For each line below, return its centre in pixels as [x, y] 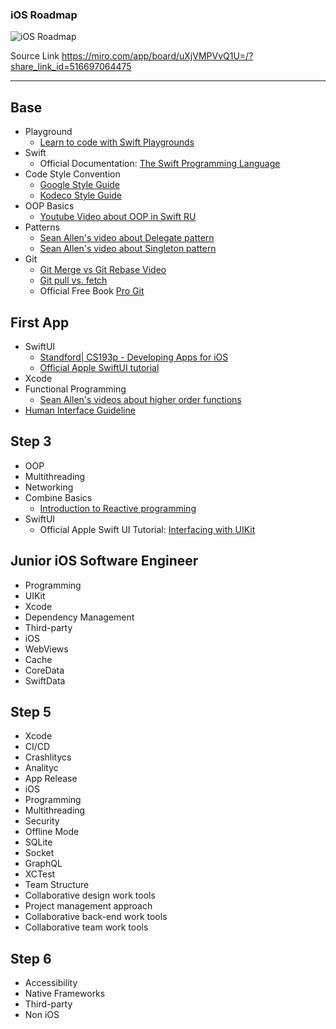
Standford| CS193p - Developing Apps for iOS [134, 357]
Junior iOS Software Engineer [104, 561]
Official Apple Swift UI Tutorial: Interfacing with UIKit [147, 529]
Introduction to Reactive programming [118, 508]
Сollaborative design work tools [90, 895]
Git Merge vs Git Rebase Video [103, 270]
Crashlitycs [48, 757]
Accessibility [51, 983]
